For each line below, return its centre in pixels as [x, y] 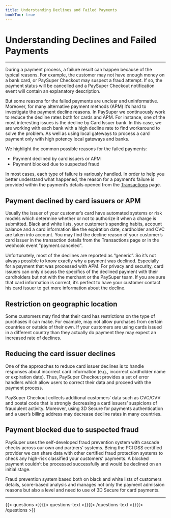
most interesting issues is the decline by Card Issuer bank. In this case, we [83, 123]
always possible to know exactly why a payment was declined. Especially [82, 261]
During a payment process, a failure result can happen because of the [79, 70]
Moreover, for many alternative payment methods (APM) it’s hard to [76, 106]
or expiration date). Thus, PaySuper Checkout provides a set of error [77, 377]
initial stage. [18, 469]
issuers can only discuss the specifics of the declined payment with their [82, 272]
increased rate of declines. [33, 338]
